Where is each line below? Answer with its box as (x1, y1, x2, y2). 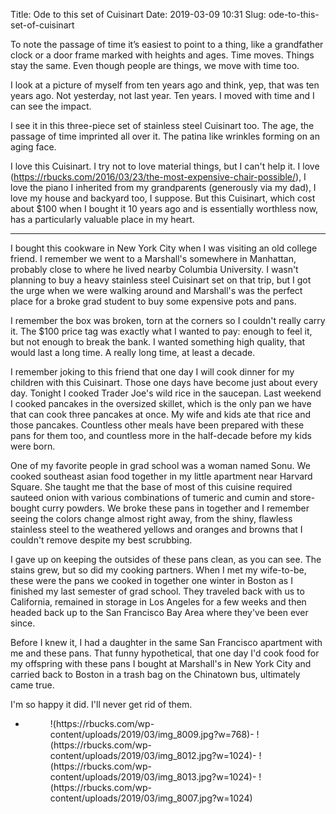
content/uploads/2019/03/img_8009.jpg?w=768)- (49, 729, 255, 740)
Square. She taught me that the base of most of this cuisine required (10, 481, 293, 493)
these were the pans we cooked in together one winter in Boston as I (10, 575, 293, 586)
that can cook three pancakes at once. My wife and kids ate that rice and (10, 409, 311, 420)
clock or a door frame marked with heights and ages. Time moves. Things (10, 49, 315, 61)
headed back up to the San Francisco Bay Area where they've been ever (10, 607, 309, 618)
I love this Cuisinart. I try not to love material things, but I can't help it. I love (10, 160, 320, 172)
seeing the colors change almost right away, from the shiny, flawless (10, 513, 293, 524)
